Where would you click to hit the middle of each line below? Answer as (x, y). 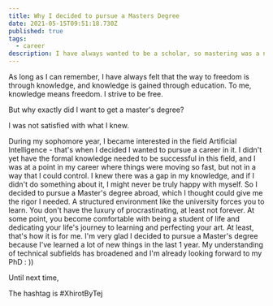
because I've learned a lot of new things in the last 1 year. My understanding (136, 245)
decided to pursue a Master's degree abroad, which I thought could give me (136, 193)
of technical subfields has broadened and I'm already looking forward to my (135, 253)
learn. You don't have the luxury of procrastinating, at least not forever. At (131, 210)
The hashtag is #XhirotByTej (56, 293)
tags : (17, 39)
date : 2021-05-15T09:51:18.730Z (63, 24)
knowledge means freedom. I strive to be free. (86, 94)
